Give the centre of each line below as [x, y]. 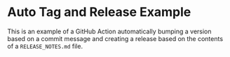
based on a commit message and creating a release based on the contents [115, 38]
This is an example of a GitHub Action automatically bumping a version [109, 31]
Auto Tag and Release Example [99, 12]
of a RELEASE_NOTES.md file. [45, 46]
